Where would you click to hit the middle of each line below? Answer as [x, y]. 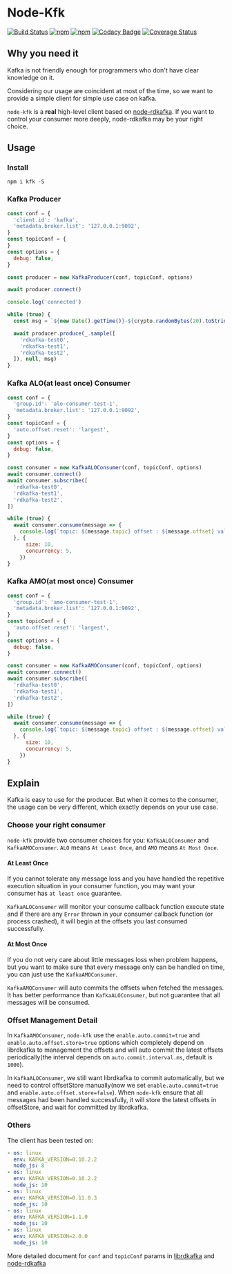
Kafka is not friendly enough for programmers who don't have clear [103, 70]
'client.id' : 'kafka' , [46, 220]
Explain [23, 783]
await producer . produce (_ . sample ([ [65, 333]
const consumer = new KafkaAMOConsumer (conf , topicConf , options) [105, 666]
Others [19, 1125]
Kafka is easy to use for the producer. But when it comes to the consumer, [113, 800]
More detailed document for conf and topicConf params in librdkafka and [111, 1256]
